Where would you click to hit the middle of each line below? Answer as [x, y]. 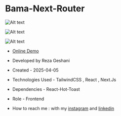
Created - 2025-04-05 [35, 70]
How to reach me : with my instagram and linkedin [63, 108]
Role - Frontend [28, 99]
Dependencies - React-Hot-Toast [46, 89]
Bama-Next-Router [45, 9]
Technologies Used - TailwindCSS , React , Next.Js [64, 79]
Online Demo [25, 51]
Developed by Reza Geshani [41, 60]
